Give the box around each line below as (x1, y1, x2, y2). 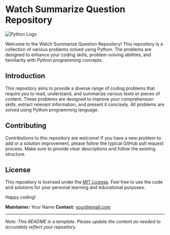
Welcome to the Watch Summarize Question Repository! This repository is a (5, 41, 163, 47)
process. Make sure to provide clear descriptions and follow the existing (5, 145, 156, 151)
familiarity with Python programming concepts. (5, 57, 103, 63)
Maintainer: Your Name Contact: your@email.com (5, 204, 111, 210)
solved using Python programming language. (5, 106, 99, 112)
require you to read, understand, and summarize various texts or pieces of (5, 90, 160, 97)
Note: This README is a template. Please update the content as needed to (5, 219, 161, 225)
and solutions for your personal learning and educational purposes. (5, 184, 146, 190)
